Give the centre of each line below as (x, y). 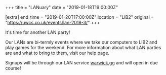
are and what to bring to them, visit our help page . (57, 53)
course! (13, 68)
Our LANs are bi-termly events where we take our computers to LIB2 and (81, 42)
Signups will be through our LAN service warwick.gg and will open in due (81, 63)
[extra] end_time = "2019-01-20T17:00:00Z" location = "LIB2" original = (80, 17)
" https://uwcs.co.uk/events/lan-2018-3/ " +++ (53, 23)
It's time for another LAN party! (38, 32)
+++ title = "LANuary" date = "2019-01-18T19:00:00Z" (61, 7)
